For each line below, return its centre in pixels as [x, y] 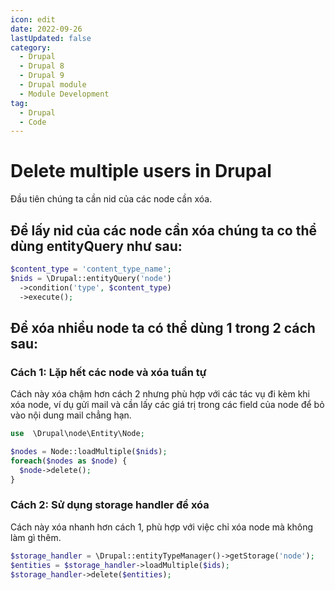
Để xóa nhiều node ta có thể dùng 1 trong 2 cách [163, 327]
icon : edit [33, 19]
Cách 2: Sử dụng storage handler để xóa [110, 505]
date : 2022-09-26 [46, 29]
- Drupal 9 [42, 76]
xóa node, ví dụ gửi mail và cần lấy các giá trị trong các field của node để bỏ [167, 405]
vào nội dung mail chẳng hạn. [71, 415]
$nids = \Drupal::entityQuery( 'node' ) [91, 278]
